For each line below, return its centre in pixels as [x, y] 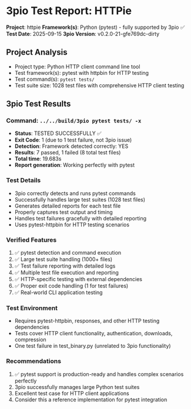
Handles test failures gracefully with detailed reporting [81, 218]
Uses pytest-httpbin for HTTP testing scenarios [72, 225]
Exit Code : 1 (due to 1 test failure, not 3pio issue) [73, 140]
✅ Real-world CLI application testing [58, 292]
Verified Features [31, 240]
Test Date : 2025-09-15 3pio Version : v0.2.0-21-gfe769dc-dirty [83, 34]
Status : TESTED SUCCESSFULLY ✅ [58, 133]
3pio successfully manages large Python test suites [77, 387]
